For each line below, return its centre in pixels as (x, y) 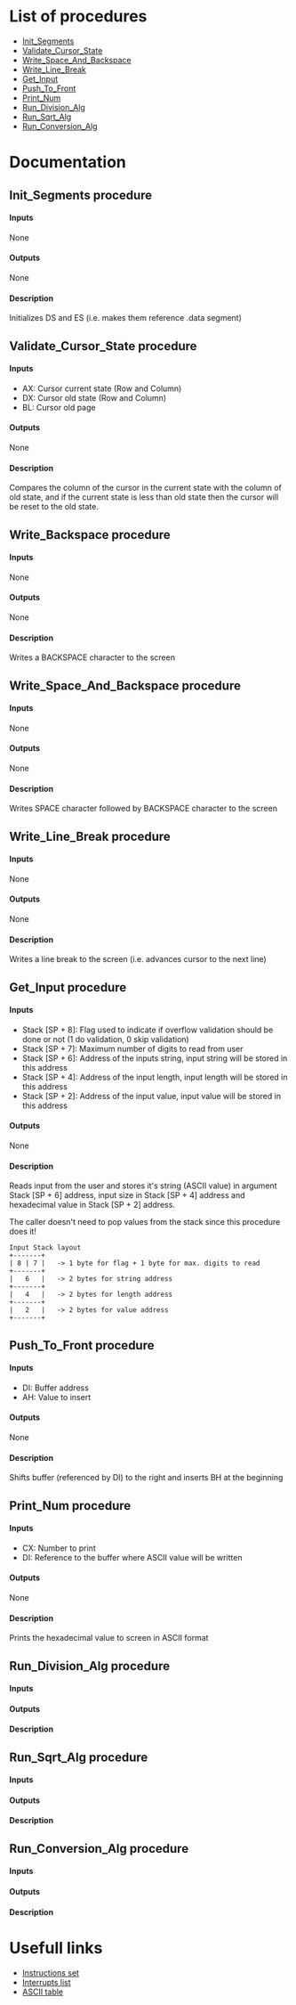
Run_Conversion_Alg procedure (99, 1849)
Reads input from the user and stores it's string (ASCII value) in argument (143, 1186)
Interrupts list (46, 1982)
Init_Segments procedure (81, 195)
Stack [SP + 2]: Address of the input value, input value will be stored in (152, 1096)
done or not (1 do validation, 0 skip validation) (105, 1039)
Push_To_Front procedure (82, 1345)
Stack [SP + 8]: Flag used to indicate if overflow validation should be (148, 1030)
